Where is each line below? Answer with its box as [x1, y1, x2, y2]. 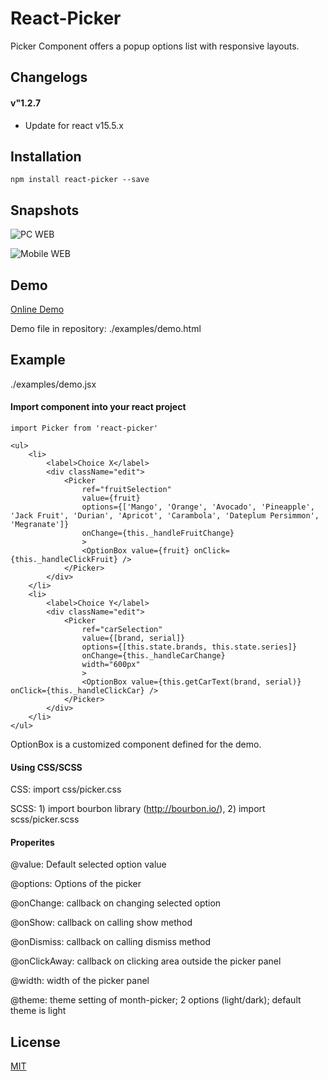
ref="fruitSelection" [81, 484, 172, 494]
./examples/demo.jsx [10, 378, 97, 390]
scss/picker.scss [10, 813, 80, 826]
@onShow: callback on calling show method [10, 917, 193, 929]
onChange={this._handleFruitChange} [81, 528, 235, 538]
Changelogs [10, 69, 88, 86]
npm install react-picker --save [10, 175, 150, 185]
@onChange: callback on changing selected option [10, 897, 222, 909]
